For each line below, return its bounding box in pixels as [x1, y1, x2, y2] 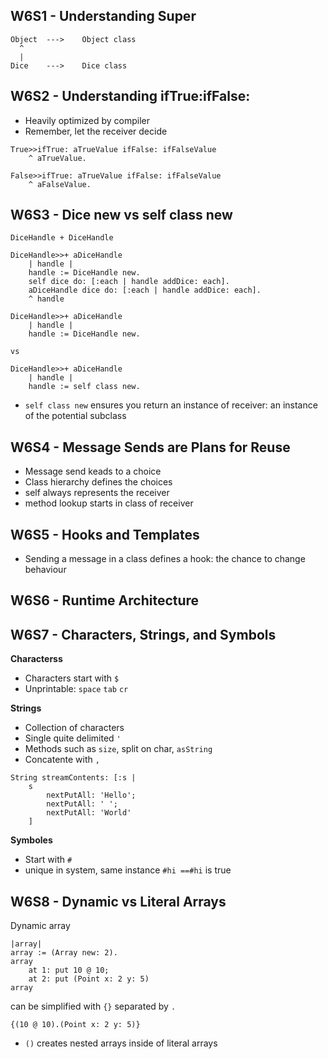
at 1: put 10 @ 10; [28, 965, 110, 976]
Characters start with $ [24, 672, 120, 684]
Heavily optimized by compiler [24, 114, 151, 126]
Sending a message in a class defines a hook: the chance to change [24, 553, 306, 565]
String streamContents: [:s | [10, 773, 137, 783]
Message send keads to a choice [24, 465, 162, 478]
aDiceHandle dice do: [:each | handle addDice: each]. [28, 285, 262, 296]
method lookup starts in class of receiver [24, 497, 194, 509]
